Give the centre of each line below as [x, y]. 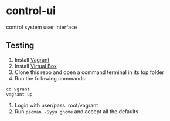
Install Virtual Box [35, 66]
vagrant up [19, 94]
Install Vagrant [32, 59]
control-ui [31, 11]
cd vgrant [18, 89]
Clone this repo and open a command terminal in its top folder [89, 72]
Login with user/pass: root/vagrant [56, 105]
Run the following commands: [50, 78]
